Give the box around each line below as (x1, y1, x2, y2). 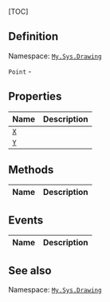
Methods (8, 163, 54, 177)
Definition (8, 30, 58, 43)
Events (8, 213, 44, 227)
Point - (8, 66, 32, 76)
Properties (8, 89, 62, 103)
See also (8, 264, 52, 277)
